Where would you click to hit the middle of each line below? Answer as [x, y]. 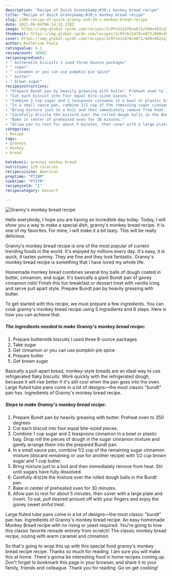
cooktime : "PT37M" [25, 181]
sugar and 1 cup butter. [37, 461]
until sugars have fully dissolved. [47, 472]
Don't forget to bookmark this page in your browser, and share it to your [81, 562]
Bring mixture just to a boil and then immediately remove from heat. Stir [88, 466]
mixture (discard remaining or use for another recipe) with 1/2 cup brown [89, 455]
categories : [18, 129]
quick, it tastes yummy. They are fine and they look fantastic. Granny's [80, 257]
